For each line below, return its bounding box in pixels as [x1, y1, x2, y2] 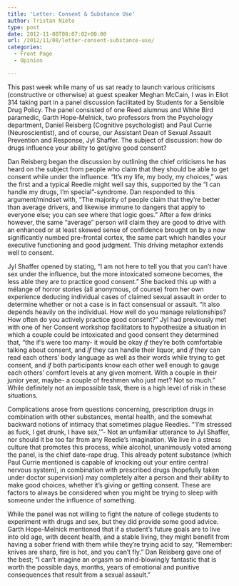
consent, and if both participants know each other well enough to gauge [7, 360, 220, 369]
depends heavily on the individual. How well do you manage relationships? [7, 308, 227, 316]
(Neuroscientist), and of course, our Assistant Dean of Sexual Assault [7, 128, 212, 136]
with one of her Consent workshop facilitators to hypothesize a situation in [7, 323, 226, 331]
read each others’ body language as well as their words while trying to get [7, 353, 225, 361]
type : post [7, 24, 40, 31]
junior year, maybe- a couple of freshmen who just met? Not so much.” [7, 375, 215, 384]
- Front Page [14, 51, 53, 58]
